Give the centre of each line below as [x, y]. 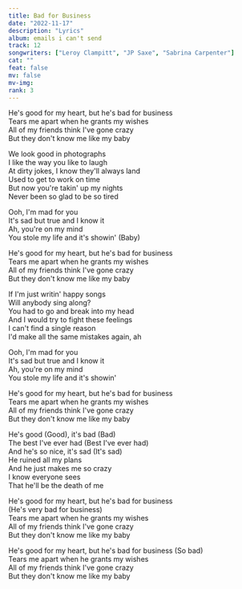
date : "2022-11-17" [41, 23]
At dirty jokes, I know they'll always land [75, 171]
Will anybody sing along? [50, 303]
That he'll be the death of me [56, 486]
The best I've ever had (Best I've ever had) [79, 443]
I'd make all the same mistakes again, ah [75, 337]
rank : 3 [21, 90]
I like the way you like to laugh [58, 163]
